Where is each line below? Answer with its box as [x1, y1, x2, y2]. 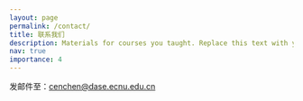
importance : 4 [9, 55, 63, 64]
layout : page [9, 13, 59, 23]
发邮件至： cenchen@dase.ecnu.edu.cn [9, 81, 156, 91]
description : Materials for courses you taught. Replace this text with [9, 38, 289, 48]
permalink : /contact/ [9, 22, 91, 31]
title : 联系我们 [9, 30, 65, 39]
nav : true [9, 47, 47, 56]
